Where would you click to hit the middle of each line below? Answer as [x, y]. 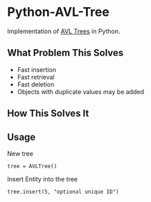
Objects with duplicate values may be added [80, 91]
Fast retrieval [36, 77]
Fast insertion [37, 69]
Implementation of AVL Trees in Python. [64, 31]
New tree [20, 154]
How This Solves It [48, 114]
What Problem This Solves [65, 53]
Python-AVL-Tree [58, 12]
